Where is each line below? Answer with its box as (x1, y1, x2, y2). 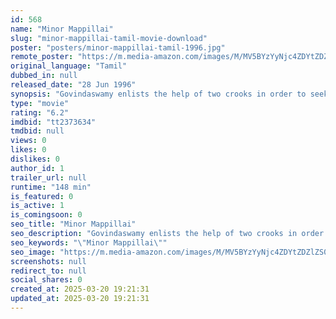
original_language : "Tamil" (10, 61, 128, 71)
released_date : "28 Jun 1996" (10, 80, 137, 90)
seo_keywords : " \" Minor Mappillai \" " (10, 237, 168, 248)
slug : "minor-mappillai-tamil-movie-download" (10, 33, 208, 43)
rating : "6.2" (10, 107, 70, 118)
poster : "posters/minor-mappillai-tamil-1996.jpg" (10, 42, 226, 53)
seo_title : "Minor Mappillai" (10, 219, 137, 230)
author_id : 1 (10, 163, 65, 173)
